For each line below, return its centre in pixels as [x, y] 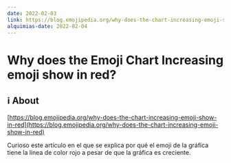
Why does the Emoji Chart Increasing [115, 60]
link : [15, 20]
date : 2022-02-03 [32, 13]
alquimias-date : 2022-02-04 [47, 26]
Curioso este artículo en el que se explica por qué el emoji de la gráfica [108, 145]
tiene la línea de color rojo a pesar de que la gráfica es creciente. [99, 153]
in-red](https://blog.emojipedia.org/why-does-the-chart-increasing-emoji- [113, 125]
